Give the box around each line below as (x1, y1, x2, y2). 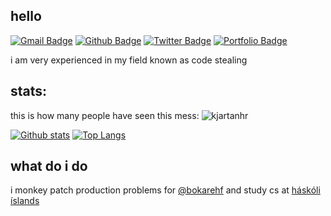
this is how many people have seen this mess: (10, 109, 200, 121)
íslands (10, 195, 40, 207)
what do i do (10, 158, 88, 175)
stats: (10, 83, 48, 100)
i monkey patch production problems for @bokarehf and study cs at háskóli (10, 184, 321, 196)
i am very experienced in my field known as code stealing (10, 54, 248, 66)
